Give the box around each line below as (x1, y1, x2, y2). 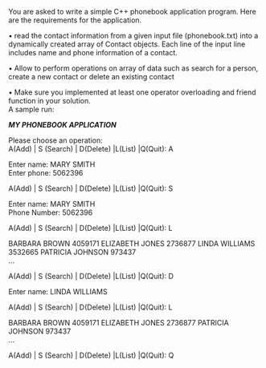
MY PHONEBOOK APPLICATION (8, 120, 117, 129)
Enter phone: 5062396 (8, 168, 84, 177)
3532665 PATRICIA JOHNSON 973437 (8, 248, 137, 257)
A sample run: (8, 104, 55, 114)
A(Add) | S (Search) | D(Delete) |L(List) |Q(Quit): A (8, 144, 174, 153)
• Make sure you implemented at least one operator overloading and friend (8, 87, 256, 97)
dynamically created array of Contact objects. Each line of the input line (8, 39, 246, 49)
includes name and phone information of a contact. (8, 48, 178, 57)
